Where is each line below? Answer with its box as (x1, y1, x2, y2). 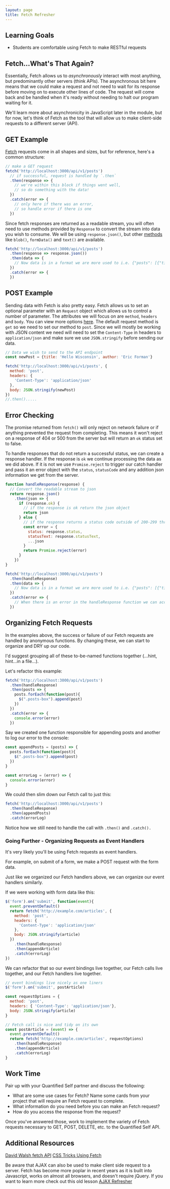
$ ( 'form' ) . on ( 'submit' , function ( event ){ (5, 899, 94, 904)
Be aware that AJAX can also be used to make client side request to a (5, 1162, 150, 1168)
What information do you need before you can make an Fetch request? (12, 1104, 160, 1110)
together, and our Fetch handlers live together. (5, 970, 102, 977)
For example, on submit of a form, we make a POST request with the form (5, 859, 159, 865)
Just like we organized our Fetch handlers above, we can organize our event (5, 874, 164, 880)
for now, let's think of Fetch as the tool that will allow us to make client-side (5, 115, 162, 121)
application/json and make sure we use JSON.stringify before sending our (5, 334, 164, 341)
